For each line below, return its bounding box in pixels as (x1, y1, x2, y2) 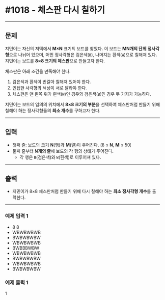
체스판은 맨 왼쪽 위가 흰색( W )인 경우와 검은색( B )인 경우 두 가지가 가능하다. (12, 91, 151, 97)
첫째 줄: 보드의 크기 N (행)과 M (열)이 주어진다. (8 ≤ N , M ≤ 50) (12, 142, 132, 148)
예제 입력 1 (5, 213, 28, 219)
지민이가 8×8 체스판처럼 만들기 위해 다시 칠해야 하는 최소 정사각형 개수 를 (12, 189, 151, 194)
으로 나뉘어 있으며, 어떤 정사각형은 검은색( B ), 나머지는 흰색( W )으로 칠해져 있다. (9, 52, 157, 57)
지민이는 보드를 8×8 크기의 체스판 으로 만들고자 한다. (5, 57, 105, 64)
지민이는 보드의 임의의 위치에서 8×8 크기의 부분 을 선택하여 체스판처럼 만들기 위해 (5, 101, 160, 107)
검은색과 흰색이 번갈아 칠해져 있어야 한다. (12, 79, 91, 84)
